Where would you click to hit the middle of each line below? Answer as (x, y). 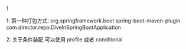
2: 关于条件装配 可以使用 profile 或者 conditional (64, 40)
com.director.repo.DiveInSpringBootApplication (63, 27)
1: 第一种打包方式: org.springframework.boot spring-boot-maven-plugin (93, 21)
